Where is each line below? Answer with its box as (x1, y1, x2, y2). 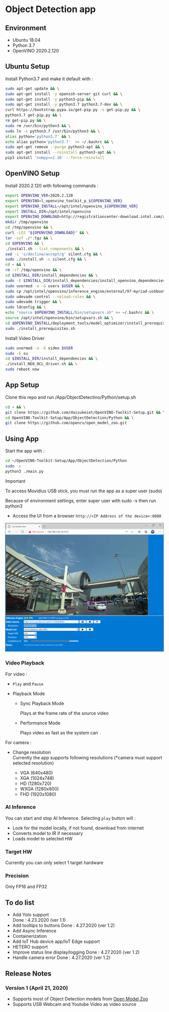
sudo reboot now (5, 367, 39, 372)
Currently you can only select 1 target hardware (5, 860, 104, 866)
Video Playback (5, 659, 44, 666)
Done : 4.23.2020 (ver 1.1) (12, 917, 66, 923)
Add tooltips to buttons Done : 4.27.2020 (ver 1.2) (12, 922, 115, 929)
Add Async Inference (12, 928, 57, 934)
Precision (5, 872, 29, 879)
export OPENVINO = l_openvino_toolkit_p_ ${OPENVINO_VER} (5, 198, 123, 203)
